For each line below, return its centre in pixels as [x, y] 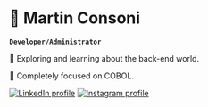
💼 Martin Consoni [75, 18]
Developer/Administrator [55, 42]
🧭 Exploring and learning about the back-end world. [104, 58]
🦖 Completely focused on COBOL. [71, 76]
